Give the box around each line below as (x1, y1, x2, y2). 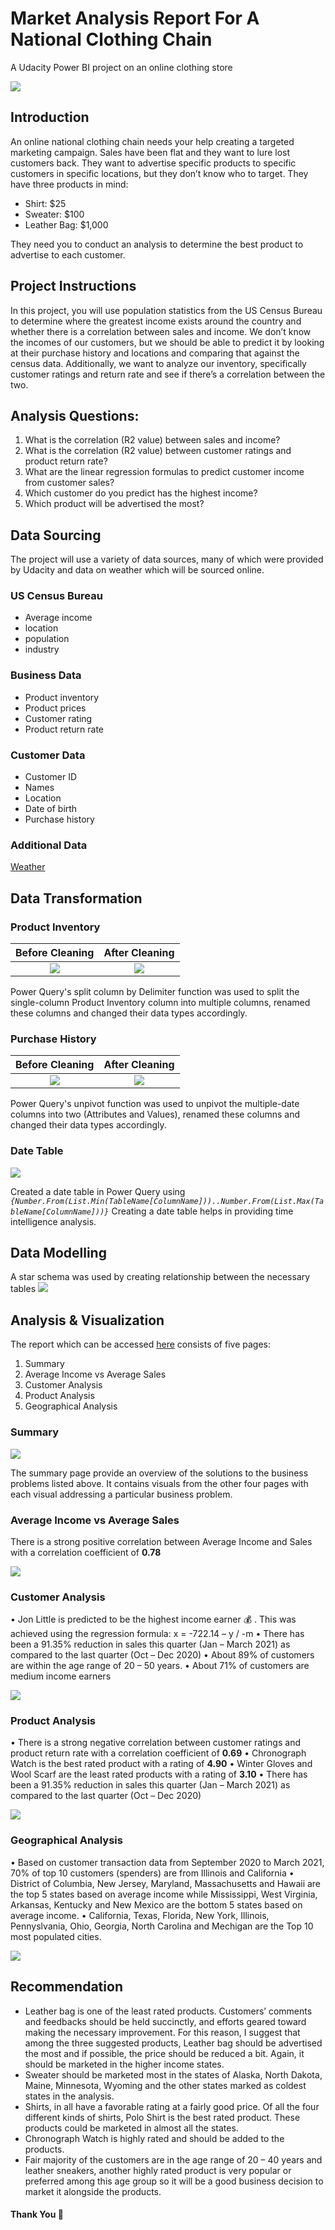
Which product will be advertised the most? (24, 498, 205, 510)
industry (24, 643, 60, 656)
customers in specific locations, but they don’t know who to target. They (10, 167, 309, 179)
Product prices (24, 702, 87, 714)
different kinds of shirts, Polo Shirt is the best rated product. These (24, 2111, 301, 2123)
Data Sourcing (10, 527, 102, 544)
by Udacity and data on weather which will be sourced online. (10, 564, 265, 576)
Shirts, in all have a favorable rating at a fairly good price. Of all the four (24, 2100, 320, 2112)
